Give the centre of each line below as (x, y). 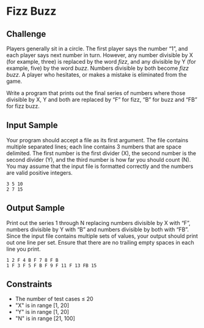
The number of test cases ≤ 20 (54, 299)
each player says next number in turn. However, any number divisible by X (100, 55)
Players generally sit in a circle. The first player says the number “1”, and (97, 48)
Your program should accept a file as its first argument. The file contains (97, 140)
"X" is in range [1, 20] (42, 305)
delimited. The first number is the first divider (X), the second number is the (101, 153)
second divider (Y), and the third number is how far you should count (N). (99, 159)
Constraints (29, 284)
